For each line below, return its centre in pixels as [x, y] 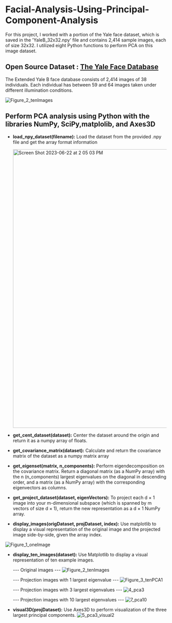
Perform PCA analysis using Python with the [78, 116]
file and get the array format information [55, 142]
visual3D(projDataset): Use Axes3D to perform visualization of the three [90, 609]
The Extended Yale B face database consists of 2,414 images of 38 [76, 79]
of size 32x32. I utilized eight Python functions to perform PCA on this [79, 45]
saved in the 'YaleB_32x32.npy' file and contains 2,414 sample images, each [86, 40]
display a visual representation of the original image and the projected [87, 529]
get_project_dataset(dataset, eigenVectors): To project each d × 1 [84, 497]
